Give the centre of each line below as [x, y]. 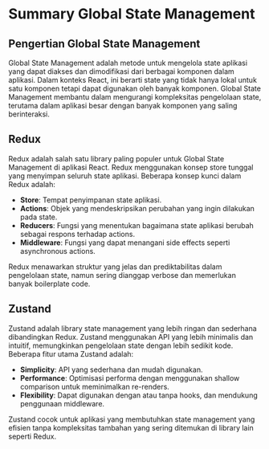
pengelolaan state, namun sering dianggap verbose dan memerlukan [122, 275]
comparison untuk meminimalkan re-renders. [95, 386]
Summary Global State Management [132, 14]
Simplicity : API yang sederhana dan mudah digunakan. [111, 369]
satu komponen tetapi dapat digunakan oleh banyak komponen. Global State [134, 88]
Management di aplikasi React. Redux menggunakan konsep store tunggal [131, 167]
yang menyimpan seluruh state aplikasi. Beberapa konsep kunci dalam [125, 176]
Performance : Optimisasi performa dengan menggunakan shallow [130, 378]
